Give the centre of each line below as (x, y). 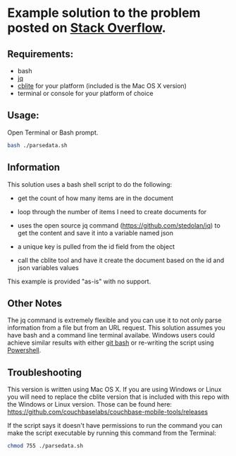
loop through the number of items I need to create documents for (112, 211)
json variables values (48, 267)
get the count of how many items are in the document (95, 198)
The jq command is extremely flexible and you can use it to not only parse (114, 320)
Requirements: (41, 54)
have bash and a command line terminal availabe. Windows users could (111, 335)
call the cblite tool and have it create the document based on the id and (121, 260)
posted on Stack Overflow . (87, 28)
